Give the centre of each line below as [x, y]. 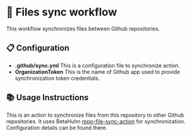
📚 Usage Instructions [47, 98]
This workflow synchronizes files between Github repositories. [83, 29]
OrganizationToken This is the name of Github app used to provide [97, 71]
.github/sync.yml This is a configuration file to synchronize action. [97, 66]
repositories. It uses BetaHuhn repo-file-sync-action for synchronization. [96, 121]
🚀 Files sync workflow [62, 12]
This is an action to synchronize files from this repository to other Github [95, 115]
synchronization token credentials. [57, 78]
